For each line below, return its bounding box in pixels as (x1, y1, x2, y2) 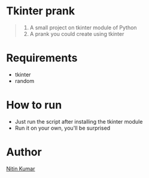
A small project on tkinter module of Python (29, 24, 137, 31)
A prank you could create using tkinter (29, 30, 124, 37)
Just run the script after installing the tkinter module (14, 118, 143, 125)
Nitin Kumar (6, 165, 35, 172)
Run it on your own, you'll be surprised (14, 124, 111, 131)
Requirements (6, 51, 78, 65)
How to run (6, 99, 62, 112)
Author (6, 145, 42, 159)
